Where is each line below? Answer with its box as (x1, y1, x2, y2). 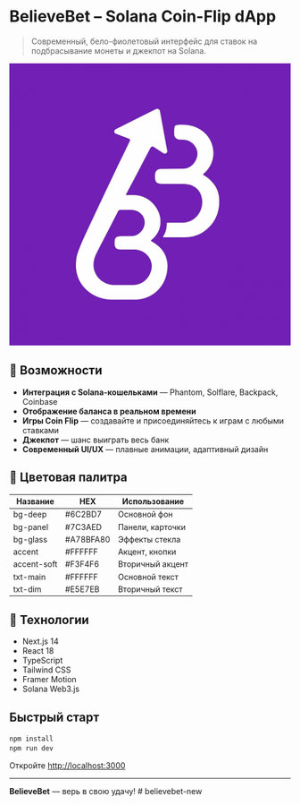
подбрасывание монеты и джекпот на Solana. (30, 45, 207, 56)
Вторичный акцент (117, 559, 189, 569)
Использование (121, 496, 185, 507)
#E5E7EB (65, 584, 100, 595)
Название (16, 496, 55, 507)
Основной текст (117, 571, 179, 582)
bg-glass (12, 534, 47, 544)
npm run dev (9, 743, 54, 753)
